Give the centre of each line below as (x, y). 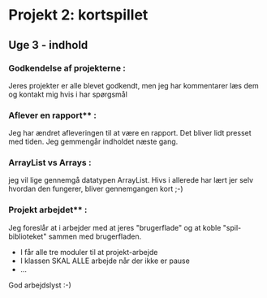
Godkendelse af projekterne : (67, 68)
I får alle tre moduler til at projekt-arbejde (89, 252)
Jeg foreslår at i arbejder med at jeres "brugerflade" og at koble (115, 227)
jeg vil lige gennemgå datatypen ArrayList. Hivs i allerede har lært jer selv (131, 180)
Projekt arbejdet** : (48, 210)
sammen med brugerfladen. (95, 236)
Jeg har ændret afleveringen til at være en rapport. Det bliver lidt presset (130, 133)
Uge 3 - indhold (48, 45)
